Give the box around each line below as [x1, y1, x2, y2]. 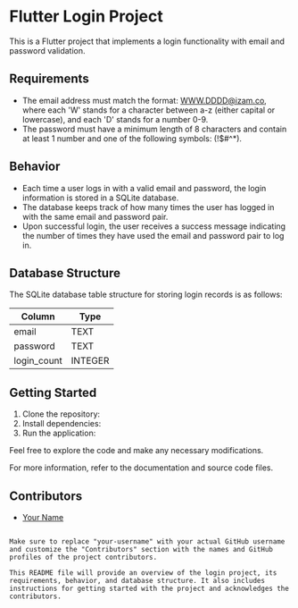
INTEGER [70, 355, 110, 367]
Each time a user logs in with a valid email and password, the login [21, 182, 267, 193]
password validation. [9, 45, 87, 55]
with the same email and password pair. [21, 211, 169, 222]
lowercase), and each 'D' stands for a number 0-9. [21, 114, 209, 124]
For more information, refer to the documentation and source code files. [9, 462, 274, 473]
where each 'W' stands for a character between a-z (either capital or [21, 105, 276, 115]
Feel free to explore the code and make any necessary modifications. [9, 445, 264, 456]
